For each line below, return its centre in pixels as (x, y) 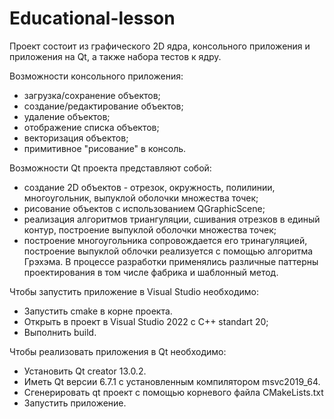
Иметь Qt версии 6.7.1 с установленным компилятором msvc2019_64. (172, 381)
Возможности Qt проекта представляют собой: (110, 168)
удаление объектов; (67, 116)
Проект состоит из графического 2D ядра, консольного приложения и (160, 46)
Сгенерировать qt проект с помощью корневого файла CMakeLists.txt (173, 392)
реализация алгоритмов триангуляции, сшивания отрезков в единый (172, 219)
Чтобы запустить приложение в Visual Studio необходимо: (134, 291)
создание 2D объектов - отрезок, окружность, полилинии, (149, 187)
